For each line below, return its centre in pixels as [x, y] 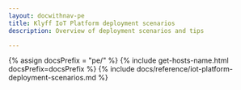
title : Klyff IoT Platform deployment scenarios [92, 23]
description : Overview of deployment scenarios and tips [106, 31]
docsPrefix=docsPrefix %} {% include [72, 69]
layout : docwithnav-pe [47, 16]
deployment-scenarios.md [53, 78]
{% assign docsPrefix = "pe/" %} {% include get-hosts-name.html [118, 60]
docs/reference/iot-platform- [184, 69]
